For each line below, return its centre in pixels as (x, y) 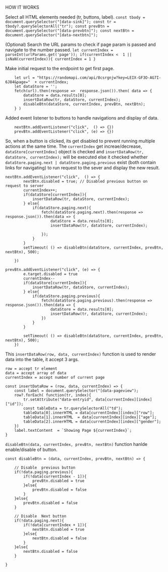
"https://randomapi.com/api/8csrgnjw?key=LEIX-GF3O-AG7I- (99, 78)
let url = (25, 78)
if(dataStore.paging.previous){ (66, 296)
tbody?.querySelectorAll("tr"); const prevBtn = (57, 26)
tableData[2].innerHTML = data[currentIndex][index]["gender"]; (92, 422)
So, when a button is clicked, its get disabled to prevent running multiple (80, 141)
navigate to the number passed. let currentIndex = (59, 50)
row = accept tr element (31, 369)
